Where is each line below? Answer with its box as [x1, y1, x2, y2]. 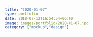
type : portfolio [5, 12, 38, 16]
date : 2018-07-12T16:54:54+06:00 [5, 16, 73, 21]
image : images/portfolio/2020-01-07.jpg [5, 20, 89, 25]
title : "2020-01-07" [5, 7, 47, 12]
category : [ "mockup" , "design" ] [5, 25, 69, 30]
